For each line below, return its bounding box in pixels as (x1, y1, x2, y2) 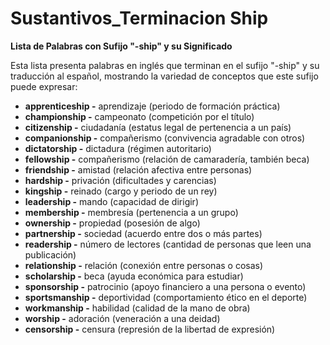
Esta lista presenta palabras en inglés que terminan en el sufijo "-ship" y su (10, 59, 320, 71)
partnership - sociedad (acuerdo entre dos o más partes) (24, 227, 263, 239)
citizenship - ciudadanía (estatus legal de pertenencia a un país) (24, 121, 292, 133)
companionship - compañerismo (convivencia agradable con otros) (24, 132, 306, 144)
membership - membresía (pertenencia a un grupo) (24, 206, 239, 218)
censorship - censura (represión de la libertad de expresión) (24, 323, 276, 335)
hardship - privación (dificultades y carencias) (24, 174, 217, 186)
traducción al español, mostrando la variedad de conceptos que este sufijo (10, 70, 319, 82)
